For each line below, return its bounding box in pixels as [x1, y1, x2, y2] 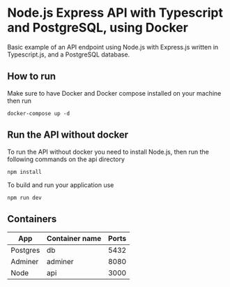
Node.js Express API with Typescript [7, 5, 224, 21]
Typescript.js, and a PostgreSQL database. [7, 50, 130, 59]
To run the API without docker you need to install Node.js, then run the [7, 147, 209, 156]
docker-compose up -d [7, 110, 70, 117]
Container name [46, 234, 102, 244]
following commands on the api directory [7, 155, 125, 163]
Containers [7, 213, 57, 225]
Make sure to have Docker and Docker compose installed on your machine [7, 89, 222, 97]
